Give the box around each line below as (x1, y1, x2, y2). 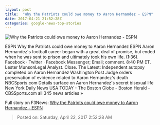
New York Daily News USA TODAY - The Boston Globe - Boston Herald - (5, 85, 150, 91)
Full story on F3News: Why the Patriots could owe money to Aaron (5, 100, 138, 105)
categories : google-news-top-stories (5, 21, 82, 26)
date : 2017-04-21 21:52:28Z (5, 16, 62, 21)
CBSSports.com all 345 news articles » (5, 90, 84, 96)
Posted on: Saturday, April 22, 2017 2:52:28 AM (17, 114, 112, 120)
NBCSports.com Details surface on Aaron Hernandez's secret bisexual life (5, 80, 154, 86)
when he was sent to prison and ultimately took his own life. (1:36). (5, 54, 139, 60)
